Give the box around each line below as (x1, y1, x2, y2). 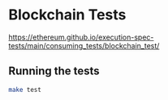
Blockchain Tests (8, 6, 127, 24)
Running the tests (8, 65, 100, 78)
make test (8, 85, 42, 94)
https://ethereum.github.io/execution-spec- (8, 32, 154, 42)
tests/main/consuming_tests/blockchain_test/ (8, 40, 160, 50)
